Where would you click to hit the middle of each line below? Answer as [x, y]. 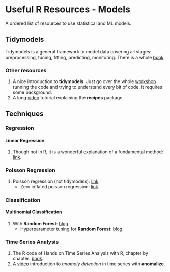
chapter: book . [28, 259]
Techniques [24, 114]
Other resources [26, 70]
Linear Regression [25, 140]
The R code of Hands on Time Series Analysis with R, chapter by [80, 253]
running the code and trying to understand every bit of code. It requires [88, 87]
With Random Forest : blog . [41, 223]
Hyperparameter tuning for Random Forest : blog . [72, 229]
